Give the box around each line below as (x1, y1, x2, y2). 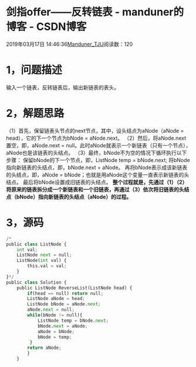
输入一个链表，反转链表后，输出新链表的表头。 (6, 83, 119, 91)
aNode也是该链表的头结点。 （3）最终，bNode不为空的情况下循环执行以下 (6, 149, 187, 156)
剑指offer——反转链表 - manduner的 (6, 5, 184, 19)
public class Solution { (6, 280, 67, 285)
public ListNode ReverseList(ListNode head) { (16, 285, 133, 291)
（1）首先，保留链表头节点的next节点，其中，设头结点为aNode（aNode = (6, 127, 184, 134)
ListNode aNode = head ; (27, 296, 85, 302)
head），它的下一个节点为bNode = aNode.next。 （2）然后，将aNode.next (6, 134, 187, 142)
